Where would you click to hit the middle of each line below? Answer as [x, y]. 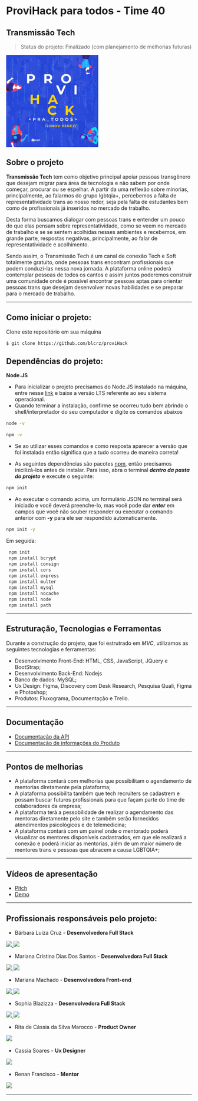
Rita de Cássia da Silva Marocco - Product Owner [75, 1027]
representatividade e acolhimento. [48, 244]
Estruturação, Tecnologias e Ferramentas [84, 629]
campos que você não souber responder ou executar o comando [93, 512]
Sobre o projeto [35, 162]
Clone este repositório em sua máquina [54, 332]
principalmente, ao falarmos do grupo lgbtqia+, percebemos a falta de [91, 195]
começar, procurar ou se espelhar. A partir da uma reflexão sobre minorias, [97, 189]
